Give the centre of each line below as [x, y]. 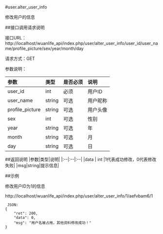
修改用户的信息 [20, 17]
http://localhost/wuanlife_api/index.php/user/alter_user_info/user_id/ [74, 43]
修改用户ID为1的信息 [25, 186]
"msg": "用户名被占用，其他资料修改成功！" [53, 223]
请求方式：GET [20, 58]
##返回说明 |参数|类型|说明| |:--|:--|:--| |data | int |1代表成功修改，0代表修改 [81, 159]
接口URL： [16, 38]
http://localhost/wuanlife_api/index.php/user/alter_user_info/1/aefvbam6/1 [79, 196]
